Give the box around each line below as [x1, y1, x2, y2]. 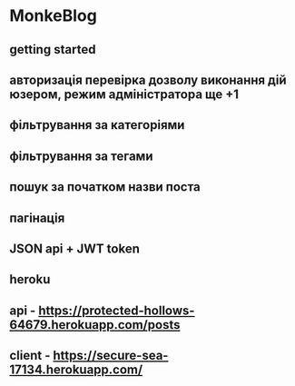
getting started [9, 42, 96, 57]
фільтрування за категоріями [9, 117, 185, 133]
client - [9, 348, 51, 363]
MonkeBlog [9, 5, 97, 26]
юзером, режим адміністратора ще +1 [9, 86, 239, 102]
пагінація [9, 210, 65, 225]
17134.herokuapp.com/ [9, 362, 143, 378]
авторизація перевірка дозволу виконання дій [9, 72, 287, 87]
